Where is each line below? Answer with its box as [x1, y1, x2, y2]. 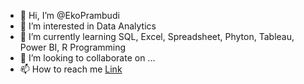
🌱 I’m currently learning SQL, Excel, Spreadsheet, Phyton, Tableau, [19, 31, 295, 42]
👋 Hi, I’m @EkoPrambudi [19, 10, 120, 21]
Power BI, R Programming [19, 41, 127, 53]
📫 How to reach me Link [19, 63, 123, 75]
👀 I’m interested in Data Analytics [19, 20, 157, 32]
